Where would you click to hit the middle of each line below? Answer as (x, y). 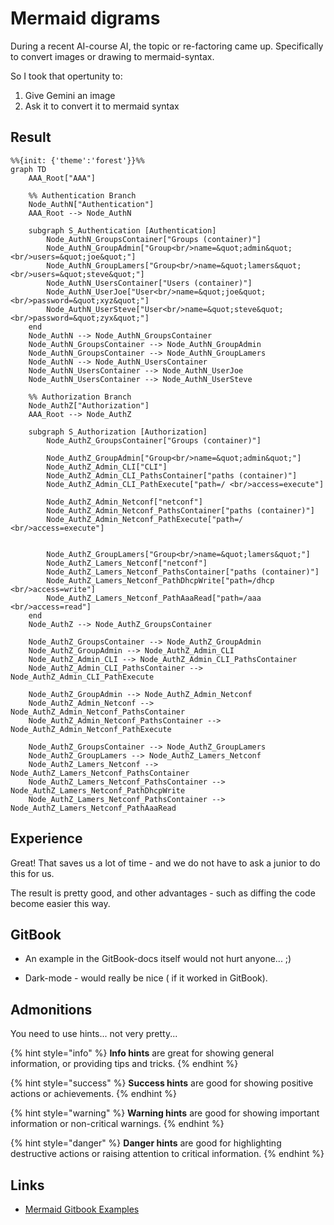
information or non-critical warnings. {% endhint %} (117, 1124)
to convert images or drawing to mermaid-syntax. (112, 56)
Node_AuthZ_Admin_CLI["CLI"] (107, 467)
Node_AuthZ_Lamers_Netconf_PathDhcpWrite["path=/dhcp (160, 580)
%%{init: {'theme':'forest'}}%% (77, 160)
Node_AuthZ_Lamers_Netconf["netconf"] (127, 563)
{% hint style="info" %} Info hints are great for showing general (142, 1053)
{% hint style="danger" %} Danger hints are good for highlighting (146, 1143)
